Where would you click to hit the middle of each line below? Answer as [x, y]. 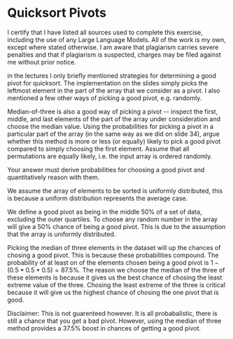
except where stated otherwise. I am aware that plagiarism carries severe [113, 47]
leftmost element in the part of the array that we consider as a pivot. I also [114, 90]
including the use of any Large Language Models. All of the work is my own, [116, 39]
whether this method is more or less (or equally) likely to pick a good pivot [114, 141]
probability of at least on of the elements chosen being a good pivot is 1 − [113, 262]
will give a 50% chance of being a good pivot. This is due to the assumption [116, 226]
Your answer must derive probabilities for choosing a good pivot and [106, 169]
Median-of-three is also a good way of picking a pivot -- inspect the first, [113, 111]
